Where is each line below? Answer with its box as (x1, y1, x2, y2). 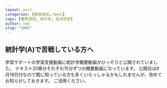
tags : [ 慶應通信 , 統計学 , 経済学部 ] (5, 16, 73, 21)
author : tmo (5, 21, 30, 26)
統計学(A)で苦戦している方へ (5, 45, 94, 53)
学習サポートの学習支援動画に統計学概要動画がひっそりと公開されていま (5, 59, 154, 65)
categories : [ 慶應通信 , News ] (5, 12, 65, 17)
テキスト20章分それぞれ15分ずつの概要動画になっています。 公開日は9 (14, 65, 160, 71)
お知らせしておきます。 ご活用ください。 (5, 78, 89, 84)
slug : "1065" (5, 26, 32, 31)
